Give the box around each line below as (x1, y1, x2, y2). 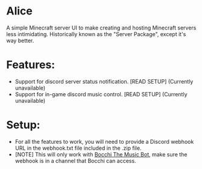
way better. (6, 37, 34, 44)
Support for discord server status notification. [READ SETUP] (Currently (14, 78, 194, 85)
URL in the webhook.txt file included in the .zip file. (14, 144, 142, 152)
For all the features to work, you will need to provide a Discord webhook (14, 138, 194, 145)
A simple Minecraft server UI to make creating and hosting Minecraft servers (6, 24, 197, 31)
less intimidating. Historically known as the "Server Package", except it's (6, 30, 186, 37)
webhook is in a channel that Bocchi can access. (14, 157, 137, 164)
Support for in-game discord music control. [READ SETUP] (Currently (14, 90, 188, 97)
